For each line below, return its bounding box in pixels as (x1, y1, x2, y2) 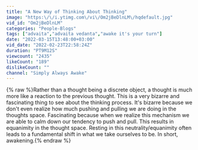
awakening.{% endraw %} (6, 137, 71, 144)
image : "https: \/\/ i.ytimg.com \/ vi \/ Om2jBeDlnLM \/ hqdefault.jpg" (6, 14, 173, 20)
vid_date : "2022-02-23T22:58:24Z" (6, 42, 93, 48)
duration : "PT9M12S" (6, 48, 58, 54)
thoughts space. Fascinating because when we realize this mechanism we (6, 112, 190, 119)
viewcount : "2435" (6, 53, 52, 59)
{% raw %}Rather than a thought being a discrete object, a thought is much (6, 86, 193, 93)
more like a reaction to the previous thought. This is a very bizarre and (6, 93, 180, 100)
